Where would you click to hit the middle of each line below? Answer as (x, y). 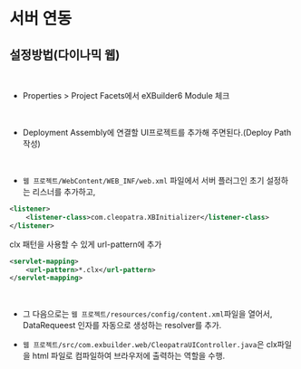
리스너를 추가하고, (64, 192)
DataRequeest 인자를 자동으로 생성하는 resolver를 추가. (122, 326)
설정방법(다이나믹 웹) (65, 55)
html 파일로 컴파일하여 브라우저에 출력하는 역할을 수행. (129, 356)
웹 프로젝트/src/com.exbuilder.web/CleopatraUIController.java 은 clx (150, 345)
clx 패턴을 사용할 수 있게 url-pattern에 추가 (86, 244)
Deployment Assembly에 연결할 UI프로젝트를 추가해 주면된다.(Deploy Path (157, 132)
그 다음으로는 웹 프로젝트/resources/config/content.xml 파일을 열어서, (147, 314)
